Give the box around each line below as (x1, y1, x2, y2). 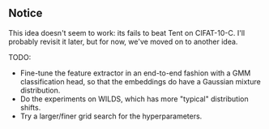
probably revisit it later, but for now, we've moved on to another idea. (8, 37, 238, 46)
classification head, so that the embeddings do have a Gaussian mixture (19, 76, 261, 86)
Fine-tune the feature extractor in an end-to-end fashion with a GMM (19, 68, 251, 78)
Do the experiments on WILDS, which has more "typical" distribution (19, 93, 249, 104)
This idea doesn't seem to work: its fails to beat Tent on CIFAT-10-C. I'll (8, 28, 246, 37)
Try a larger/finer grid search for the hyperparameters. (19, 111, 203, 121)
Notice (8, 6, 43, 20)
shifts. (19, 102, 41, 112)
